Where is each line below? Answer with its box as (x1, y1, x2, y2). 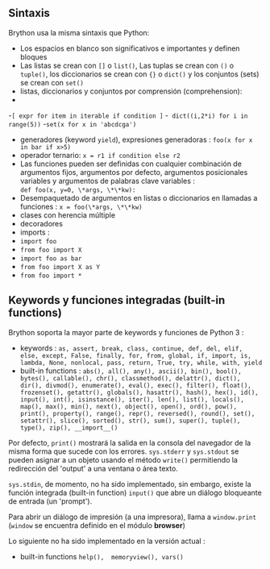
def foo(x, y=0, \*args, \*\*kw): (19, 185, 136, 194)
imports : (19, 227, 50, 237)
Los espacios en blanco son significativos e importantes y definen (19, 44, 240, 53)
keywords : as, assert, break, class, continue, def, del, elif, (19, 343, 243, 353)
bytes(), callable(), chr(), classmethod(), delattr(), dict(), (19, 374, 241, 382)
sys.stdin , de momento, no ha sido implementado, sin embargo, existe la (8, 479, 251, 488)
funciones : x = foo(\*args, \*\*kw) (19, 201, 143, 211)
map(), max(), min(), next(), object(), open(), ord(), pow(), (19, 402, 238, 410)
